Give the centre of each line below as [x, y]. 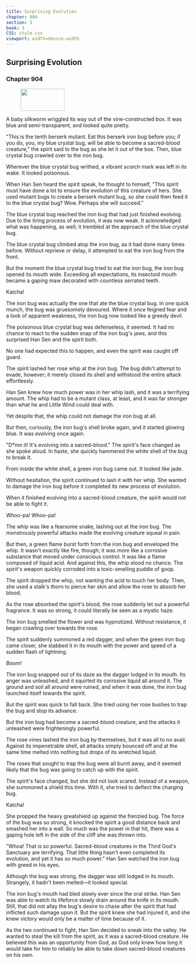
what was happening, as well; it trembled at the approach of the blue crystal [97, 227]
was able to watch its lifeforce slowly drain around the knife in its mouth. [93, 900]
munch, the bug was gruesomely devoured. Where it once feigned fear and [97, 309]
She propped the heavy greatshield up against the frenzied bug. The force [95, 816]
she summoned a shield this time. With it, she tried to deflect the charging [95, 787]
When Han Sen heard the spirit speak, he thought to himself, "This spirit [92, 184]
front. [13, 257]
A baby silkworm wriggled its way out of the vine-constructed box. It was [94, 119]
